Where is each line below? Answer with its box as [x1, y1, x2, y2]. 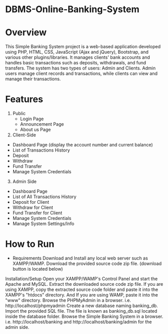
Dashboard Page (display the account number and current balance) [12, 142, 153, 148]
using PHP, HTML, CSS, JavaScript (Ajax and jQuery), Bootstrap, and [5, 49, 149, 55]
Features [5, 94, 43, 105]
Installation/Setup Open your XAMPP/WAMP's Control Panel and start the [5, 276, 158, 282]
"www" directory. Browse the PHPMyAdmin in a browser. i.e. [5, 298, 131, 303]
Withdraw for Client [12, 204, 53, 211]
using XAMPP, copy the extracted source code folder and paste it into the [5, 286, 158, 292]
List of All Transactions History [12, 194, 77, 200]
